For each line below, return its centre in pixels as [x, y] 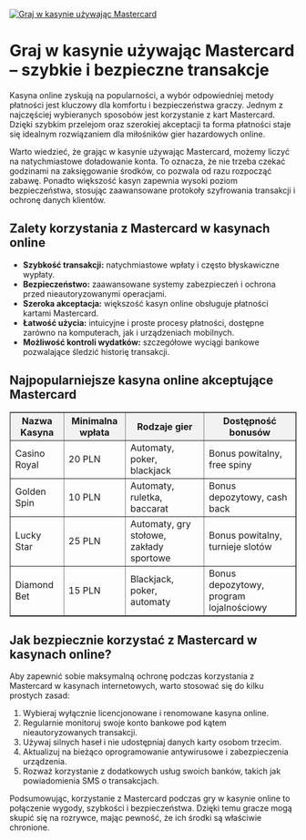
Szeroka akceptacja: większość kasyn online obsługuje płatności [145, 303]
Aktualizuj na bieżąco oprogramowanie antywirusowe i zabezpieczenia [155, 752]
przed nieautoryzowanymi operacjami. [94, 293]
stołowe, [148, 535]
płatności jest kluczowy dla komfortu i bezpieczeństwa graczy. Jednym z [147, 105]
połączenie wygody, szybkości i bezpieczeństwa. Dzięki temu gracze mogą [151, 808]
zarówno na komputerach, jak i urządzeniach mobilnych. [128, 332]
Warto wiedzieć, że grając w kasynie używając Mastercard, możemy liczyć [149, 151]
